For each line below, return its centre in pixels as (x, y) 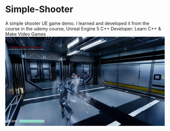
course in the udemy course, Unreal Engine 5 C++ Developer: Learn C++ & (83, 28)
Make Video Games (26, 34)
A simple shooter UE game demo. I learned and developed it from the (77, 23)
